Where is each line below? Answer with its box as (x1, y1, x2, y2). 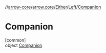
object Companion (5, 42, 42, 48)
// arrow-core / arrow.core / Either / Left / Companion (5, 4, 101, 10)
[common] (5, 37, 26, 43)
